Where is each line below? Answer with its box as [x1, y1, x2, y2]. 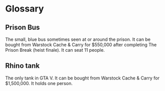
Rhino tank [5, 61, 40, 70]
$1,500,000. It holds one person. [5, 80, 73, 86]
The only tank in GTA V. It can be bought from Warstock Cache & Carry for [5, 75, 160, 81]
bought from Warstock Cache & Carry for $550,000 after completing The [5, 42, 157, 48]
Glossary [5, 3, 44, 15]
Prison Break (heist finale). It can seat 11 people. [5, 47, 105, 53]
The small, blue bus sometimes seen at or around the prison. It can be [5, 36, 151, 42]
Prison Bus [5, 23, 40, 32]
